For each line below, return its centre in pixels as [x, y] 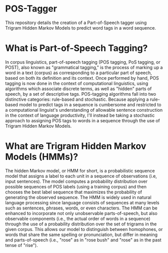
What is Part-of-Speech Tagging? [76, 48]
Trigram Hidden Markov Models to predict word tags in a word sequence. [81, 28]
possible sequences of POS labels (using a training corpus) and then [76, 186]
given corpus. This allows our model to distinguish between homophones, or [84, 229]
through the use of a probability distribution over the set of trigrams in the [81, 224]
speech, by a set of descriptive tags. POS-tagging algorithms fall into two [81, 94]
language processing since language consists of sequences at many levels [82, 202]
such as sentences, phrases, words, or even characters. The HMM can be [81, 208]
